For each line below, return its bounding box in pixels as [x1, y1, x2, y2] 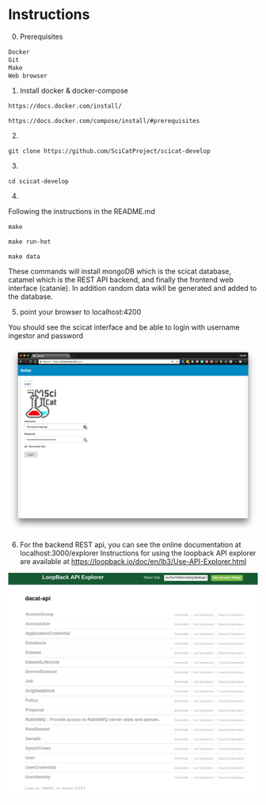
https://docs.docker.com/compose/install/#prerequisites [8, 116, 200, 124]
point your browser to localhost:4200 [19, 307, 142, 316]
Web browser [8, 71, 47, 80]
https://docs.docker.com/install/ [8, 101, 123, 110]
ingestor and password [8, 330, 84, 340]
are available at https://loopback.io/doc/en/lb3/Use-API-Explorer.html [19, 557, 247, 566]
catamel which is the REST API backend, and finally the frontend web [8, 275, 234, 284]
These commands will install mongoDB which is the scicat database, [8, 266, 232, 276]
